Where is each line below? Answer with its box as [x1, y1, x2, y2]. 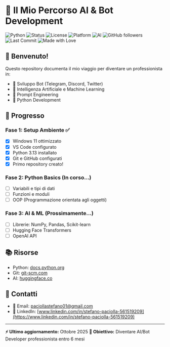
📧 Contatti [5, 289, 38, 298]
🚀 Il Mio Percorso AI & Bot [5, 5, 114, 16]
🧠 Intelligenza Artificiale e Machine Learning [12, 86, 105, 92]
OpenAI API [12, 233, 37, 239]
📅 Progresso [5, 111, 45, 120]
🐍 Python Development [12, 97, 61, 103]
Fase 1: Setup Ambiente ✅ [5, 126, 70, 134]
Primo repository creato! [12, 161, 64, 167]
